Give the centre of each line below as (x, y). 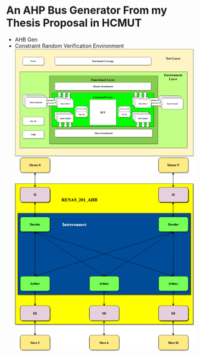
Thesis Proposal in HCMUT (74, 23)
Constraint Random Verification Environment (69, 46)
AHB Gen (26, 39)
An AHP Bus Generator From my (87, 10)
